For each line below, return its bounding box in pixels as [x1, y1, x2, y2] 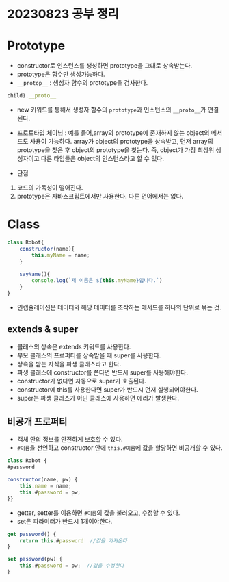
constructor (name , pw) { [7, 477, 78, 483]
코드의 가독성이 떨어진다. [16, 184, 83, 192]
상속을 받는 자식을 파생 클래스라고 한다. [16, 359, 122, 368]
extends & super [7, 323, 79, 336]
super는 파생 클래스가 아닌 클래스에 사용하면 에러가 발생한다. [16, 394, 180, 402]
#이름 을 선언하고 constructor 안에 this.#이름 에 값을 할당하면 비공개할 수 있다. [16, 444, 223, 452]
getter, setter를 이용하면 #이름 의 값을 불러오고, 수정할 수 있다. [16, 508, 180, 517]
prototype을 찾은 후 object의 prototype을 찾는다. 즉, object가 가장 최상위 [16, 146, 215, 154]
